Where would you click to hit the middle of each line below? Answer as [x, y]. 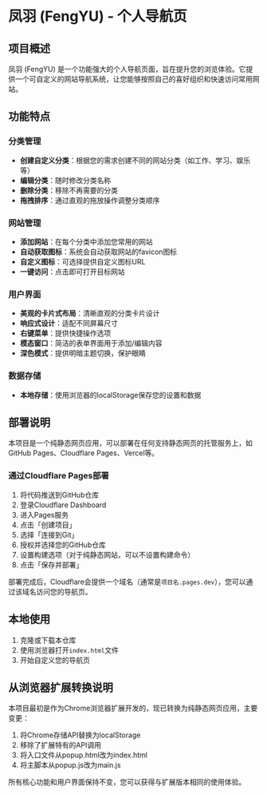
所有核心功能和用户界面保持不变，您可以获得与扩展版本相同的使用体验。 [127, 782]
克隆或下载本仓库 [48, 640]
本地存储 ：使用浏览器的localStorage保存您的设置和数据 [110, 395]
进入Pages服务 [44, 514]
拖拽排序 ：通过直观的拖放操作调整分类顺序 [90, 200]
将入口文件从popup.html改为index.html [84, 755]
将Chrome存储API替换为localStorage [80, 735]
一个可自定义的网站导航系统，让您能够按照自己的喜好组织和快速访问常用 [133, 79]
